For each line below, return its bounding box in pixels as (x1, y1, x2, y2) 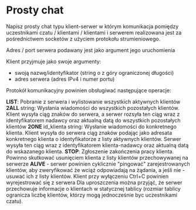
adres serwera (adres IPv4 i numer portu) (14, 75, 115, 82)
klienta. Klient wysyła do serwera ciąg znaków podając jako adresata (6, 129, 173, 136)
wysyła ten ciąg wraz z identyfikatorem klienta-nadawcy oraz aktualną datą (6, 142, 189, 149)
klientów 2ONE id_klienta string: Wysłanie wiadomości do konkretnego (6, 123, 177, 130)
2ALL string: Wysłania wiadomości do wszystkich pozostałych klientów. (6, 104, 180, 111)
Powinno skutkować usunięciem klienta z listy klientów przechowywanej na (6, 154, 189, 161)
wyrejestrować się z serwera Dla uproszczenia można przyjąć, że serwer (6, 179, 183, 186)
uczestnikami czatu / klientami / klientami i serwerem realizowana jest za (6, 29, 182, 36)
